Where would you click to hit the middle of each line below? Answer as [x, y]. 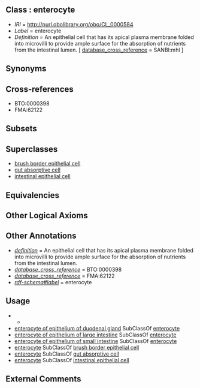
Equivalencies [32, 195]
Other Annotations [41, 236]
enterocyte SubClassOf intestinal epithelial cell [72, 360]
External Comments [43, 379]
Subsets [21, 129]
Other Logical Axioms [47, 216]
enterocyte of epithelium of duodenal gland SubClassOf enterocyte [97, 328]
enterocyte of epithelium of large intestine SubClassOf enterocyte [95, 335]
